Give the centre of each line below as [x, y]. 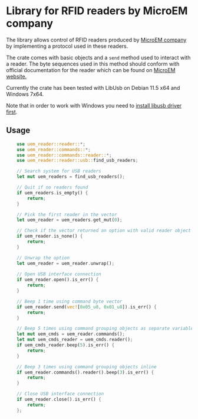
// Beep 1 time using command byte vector [70, 301]
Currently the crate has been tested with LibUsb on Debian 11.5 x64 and [93, 87]
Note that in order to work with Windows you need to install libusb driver [94, 105]
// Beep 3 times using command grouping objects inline [87, 367]
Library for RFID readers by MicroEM [97, 11]
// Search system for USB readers [59, 171]
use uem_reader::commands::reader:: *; [64, 155]
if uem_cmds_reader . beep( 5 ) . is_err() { [66, 345]
